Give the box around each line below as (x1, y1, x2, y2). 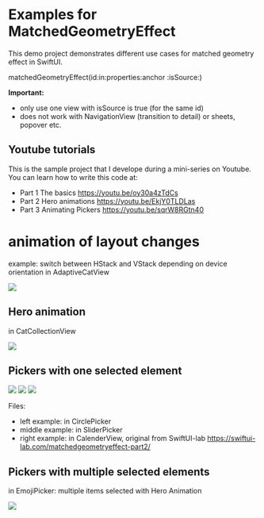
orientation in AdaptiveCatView (8, 267, 109, 277)
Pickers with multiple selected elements (8, 465, 210, 478)
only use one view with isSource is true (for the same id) (19, 103, 205, 113)
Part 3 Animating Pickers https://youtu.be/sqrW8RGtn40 (19, 205, 205, 214)
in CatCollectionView (8, 326, 77, 336)
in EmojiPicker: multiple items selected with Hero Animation (8, 486, 202, 496)
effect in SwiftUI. (8, 57, 63, 67)
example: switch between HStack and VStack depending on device (8, 259, 228, 268)
